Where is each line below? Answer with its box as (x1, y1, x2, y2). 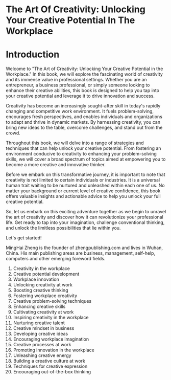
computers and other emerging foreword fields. (6, 256, 106, 262)
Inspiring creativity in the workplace (13, 315, 89, 321)
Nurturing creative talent (13, 320, 65, 326)
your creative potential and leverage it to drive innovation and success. (6, 93, 155, 99)
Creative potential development (13, 271, 80, 277)
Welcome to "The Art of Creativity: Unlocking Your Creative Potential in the (6, 65, 163, 72)
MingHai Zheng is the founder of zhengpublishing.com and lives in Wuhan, (6, 244, 163, 251)
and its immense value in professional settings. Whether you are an (6, 77, 147, 83)
